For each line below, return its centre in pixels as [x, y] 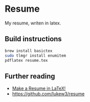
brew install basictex [29, 51]
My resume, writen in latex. [33, 23]
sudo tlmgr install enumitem [35, 56]
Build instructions [33, 39]
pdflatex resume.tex [27, 60]
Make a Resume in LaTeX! [39, 88]
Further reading [30, 76]
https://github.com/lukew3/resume [48, 94]
